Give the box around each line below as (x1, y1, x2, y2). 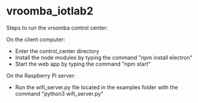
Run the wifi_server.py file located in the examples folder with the (15, 83, 179, 91)
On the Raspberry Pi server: (6, 72, 76, 79)
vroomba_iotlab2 (6, 4, 94, 18)
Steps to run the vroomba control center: (6, 24, 108, 31)
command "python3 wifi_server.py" (15, 90, 104, 97)
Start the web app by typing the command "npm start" (15, 60, 151, 67)
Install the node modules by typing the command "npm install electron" (15, 54, 193, 61)
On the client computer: (6, 36, 65, 43)
